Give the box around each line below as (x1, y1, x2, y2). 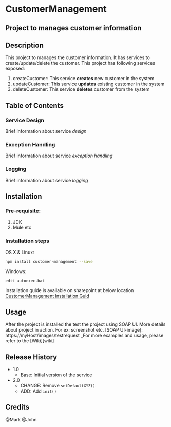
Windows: (5, 268, 27, 275)
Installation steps (5, 237, 50, 244)
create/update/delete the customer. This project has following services (5, 60, 156, 66)
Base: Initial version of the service (20, 372, 92, 378)
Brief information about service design (5, 128, 87, 134)
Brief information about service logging (5, 177, 88, 183)
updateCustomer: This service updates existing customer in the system (12, 81, 165, 87)
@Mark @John (5, 416, 37, 422)
